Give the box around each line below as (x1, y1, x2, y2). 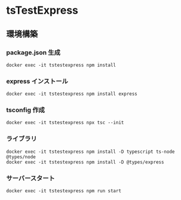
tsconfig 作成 (6, 106, 45, 114)
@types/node (6, 153, 36, 160)
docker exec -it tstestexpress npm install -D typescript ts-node (6, 149, 175, 155)
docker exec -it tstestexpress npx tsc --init (6, 120, 124, 126)
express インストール (6, 77, 69, 85)
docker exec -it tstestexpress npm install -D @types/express (6, 159, 164, 165)
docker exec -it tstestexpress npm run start (6, 188, 121, 194)
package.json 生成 (6, 48, 61, 57)
